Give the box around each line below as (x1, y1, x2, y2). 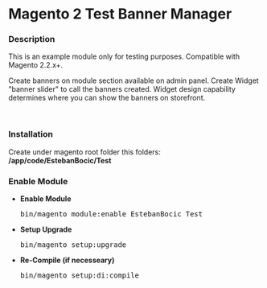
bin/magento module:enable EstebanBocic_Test (19, 210, 203, 219)
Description (8, 34, 55, 45)
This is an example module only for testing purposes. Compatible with (8, 51, 240, 61)
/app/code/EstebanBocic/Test (8, 155, 112, 165)
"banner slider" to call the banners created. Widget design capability (8, 84, 236, 94)
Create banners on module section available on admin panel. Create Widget (8, 76, 259, 85)
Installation (8, 129, 54, 140)
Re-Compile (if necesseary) (19, 255, 115, 265)
